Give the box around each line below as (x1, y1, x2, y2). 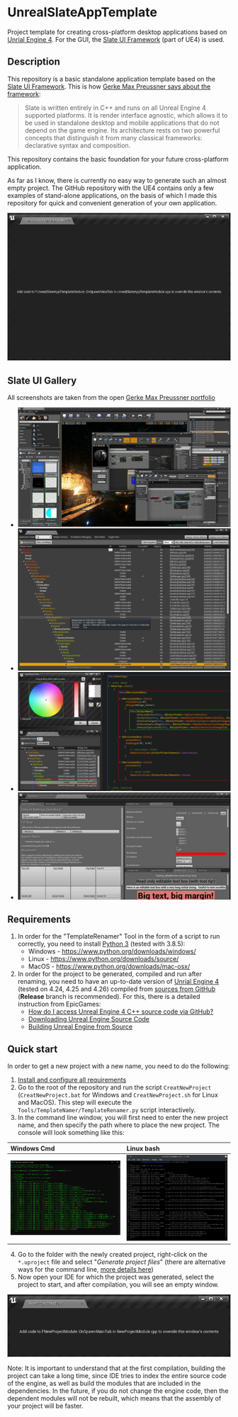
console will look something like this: (17, 1128, 125, 1137)
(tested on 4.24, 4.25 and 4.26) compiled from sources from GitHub (17, 985, 216, 993)
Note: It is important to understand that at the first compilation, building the (7, 1364, 226, 1372)
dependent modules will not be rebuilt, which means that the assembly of (7, 1394, 222, 1402)
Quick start (7, 1043, 58, 1055)
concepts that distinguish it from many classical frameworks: (24, 133, 203, 142)
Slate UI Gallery (7, 374, 77, 386)
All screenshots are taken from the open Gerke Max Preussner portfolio (7, 393, 216, 402)
